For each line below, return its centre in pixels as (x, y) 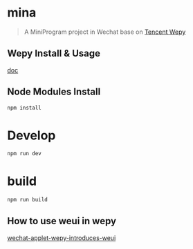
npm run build (28, 200)
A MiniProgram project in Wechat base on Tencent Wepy (105, 32)
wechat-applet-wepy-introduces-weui (62, 238)
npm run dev (24, 154)
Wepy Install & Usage (54, 53)
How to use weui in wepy (62, 221)
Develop (31, 135)
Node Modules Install (54, 92)
